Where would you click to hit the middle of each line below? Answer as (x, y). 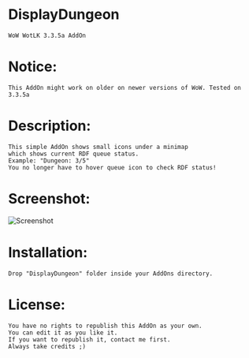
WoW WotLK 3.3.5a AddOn (47, 35)
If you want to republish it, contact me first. (89, 339)
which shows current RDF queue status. (74, 154)
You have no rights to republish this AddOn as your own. (105, 326)
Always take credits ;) (47, 346)
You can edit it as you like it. (63, 333)
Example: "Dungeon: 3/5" (49, 160)
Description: (50, 126)
